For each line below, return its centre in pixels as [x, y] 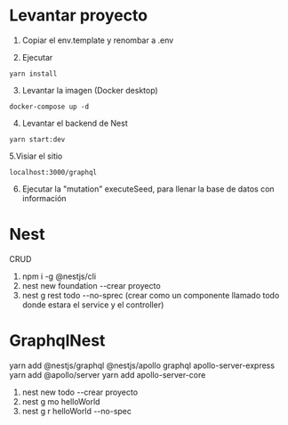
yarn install [33, 74]
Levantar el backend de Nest [75, 123]
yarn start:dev [37, 139]
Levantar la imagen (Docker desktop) [90, 90]
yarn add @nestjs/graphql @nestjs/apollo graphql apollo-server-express [142, 365]
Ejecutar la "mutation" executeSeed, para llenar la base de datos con [148, 189]
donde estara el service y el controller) [93, 305]
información [44, 198]
